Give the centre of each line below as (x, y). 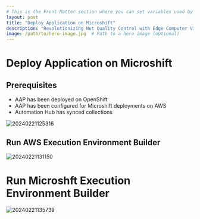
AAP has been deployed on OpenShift (61, 99)
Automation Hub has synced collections (64, 112)
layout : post (22, 17)
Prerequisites (32, 85)
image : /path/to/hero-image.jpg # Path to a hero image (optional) (93, 34)
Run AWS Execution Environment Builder (83, 143)
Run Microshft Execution (68, 181)
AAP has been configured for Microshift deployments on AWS (90, 106)
